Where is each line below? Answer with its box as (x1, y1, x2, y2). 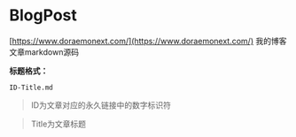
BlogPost (9, 5, 77, 26)
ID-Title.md (9, 83, 53, 92)
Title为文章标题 (30, 118, 87, 129)
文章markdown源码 (9, 46, 80, 57)
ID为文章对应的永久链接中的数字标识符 (30, 99, 171, 110)
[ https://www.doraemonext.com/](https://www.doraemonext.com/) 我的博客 (9, 35, 287, 46)
